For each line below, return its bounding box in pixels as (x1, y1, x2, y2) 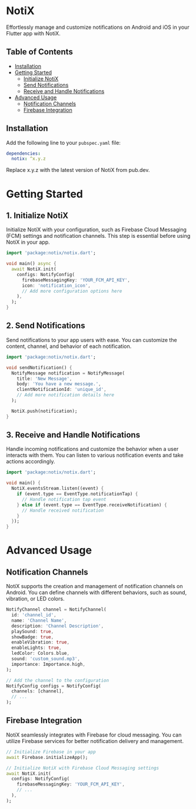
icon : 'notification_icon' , (21, 283, 91, 289)
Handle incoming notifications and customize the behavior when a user (6, 446, 179, 453)
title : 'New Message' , (16, 376, 72, 382)
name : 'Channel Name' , (11, 617, 67, 624)
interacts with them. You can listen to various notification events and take (6, 452, 184, 459)
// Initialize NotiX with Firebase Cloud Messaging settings (6, 765, 160, 771)
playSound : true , (11, 628, 54, 634)
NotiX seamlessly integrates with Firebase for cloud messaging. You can (6, 731, 182, 738)
